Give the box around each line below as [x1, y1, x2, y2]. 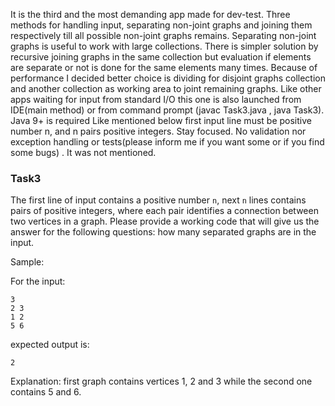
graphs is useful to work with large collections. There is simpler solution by [10, 40, 319, 52]
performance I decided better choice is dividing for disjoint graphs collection [10, 72, 326, 84]
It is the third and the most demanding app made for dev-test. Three [10, 9, 291, 20]
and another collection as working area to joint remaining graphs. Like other [10, 83, 322, 94]
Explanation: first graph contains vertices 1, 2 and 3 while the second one [10, 375, 313, 388]
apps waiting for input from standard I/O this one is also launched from [10, 94, 302, 105]
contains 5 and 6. [10, 386, 82, 398]
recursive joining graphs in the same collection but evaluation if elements [10, 51, 312, 63]
